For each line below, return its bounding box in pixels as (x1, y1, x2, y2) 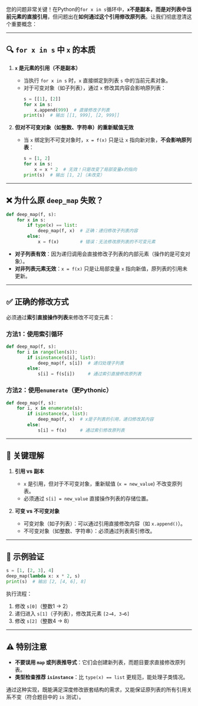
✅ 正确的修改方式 (6, 297, 69, 307)
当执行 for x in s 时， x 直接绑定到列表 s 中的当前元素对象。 (23, 77, 171, 84)
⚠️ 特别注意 (6, 642, 47, 652)
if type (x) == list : (27, 223, 78, 228)
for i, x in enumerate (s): (16, 406, 83, 411)
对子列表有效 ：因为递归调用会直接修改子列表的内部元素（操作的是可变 (14, 250, 186, 257)
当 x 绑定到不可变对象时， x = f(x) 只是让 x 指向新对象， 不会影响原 (23, 136, 187, 143)
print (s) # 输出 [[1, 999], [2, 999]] (23, 112, 120, 119)
